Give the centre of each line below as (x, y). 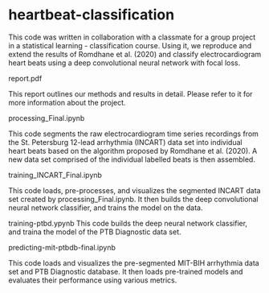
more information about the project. (67, 102)
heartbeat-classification (92, 15)
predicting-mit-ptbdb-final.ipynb (62, 247)
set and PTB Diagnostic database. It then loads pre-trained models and (126, 271)
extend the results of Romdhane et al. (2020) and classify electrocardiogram (135, 54)
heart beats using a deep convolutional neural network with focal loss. (124, 63)
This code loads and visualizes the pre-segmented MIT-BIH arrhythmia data (134, 262)
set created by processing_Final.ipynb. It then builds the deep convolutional (133, 199)
